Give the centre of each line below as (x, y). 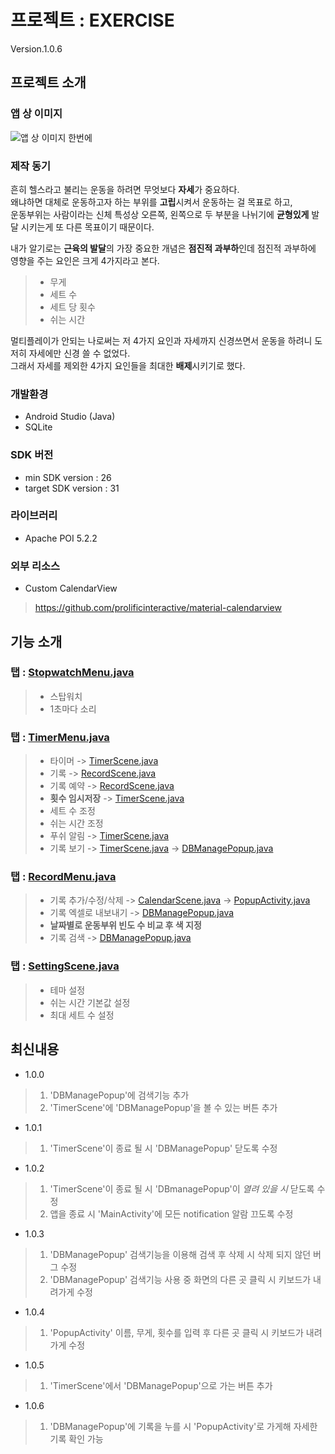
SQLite (38, 427)
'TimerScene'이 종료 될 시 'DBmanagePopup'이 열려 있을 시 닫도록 (182, 1188)
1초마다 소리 (73, 708)
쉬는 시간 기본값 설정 (90, 1002)
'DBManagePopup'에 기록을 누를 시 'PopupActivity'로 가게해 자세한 (183, 1426)
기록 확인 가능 (76, 1438)
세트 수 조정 (72, 811)
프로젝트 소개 (48, 82)
